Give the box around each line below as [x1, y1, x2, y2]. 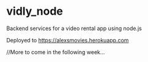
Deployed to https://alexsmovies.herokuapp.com [6, 36, 129, 44]
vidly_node [6, 4, 63, 18]
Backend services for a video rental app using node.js [6, 25, 142, 32]
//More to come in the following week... [6, 48, 105, 56]
